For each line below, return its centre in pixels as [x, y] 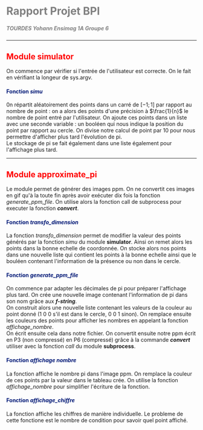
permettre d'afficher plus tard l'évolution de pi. [64, 137]
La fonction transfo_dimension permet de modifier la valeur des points [94, 236]
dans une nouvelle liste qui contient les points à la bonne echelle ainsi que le [101, 255]
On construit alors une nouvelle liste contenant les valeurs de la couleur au [99, 308]
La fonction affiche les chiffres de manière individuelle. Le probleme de [95, 414]
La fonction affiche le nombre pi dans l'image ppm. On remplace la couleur [99, 374]
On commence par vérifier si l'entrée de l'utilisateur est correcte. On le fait [99, 71]
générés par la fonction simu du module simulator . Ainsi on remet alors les [99, 242]
